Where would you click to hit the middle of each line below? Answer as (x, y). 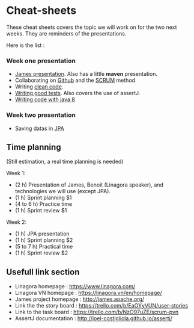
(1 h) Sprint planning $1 (43, 198)
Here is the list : (26, 45)
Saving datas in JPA (39, 128)
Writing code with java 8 (45, 99)
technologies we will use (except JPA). (63, 191)
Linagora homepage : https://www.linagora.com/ (75, 286)
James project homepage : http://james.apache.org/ (80, 299)
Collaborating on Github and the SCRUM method (75, 80)
